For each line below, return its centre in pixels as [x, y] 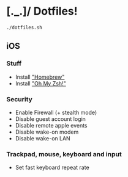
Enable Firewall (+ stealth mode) [56, 112]
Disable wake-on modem [47, 132]
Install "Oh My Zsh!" [40, 83]
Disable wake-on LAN [43, 138]
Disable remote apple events [51, 125]
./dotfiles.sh [24, 27]
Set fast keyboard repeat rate [52, 168]
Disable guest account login [50, 119]
